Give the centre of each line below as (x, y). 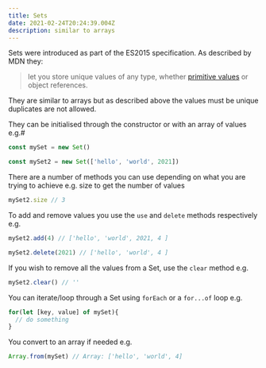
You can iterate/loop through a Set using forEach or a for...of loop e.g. (125, 297)
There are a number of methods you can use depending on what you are (127, 177)
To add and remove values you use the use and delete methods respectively (133, 215)
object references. (58, 85)
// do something (42, 320)
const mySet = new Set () (49, 148)
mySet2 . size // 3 (37, 200)
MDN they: (26, 61)
